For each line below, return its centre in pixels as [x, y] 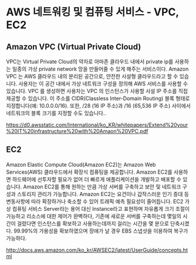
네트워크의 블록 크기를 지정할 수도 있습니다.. [56, 113]
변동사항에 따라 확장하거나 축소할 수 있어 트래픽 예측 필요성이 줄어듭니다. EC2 [95, 201]
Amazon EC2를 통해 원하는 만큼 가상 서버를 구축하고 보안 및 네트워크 [102, 187]
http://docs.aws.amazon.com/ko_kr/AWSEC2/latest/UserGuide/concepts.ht [97, 250]
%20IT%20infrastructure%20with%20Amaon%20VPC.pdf [77, 131]
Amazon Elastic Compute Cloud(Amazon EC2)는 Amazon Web [81, 164]
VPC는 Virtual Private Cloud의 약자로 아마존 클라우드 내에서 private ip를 [90, 62]
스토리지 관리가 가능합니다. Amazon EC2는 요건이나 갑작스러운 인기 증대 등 [103, 194]
